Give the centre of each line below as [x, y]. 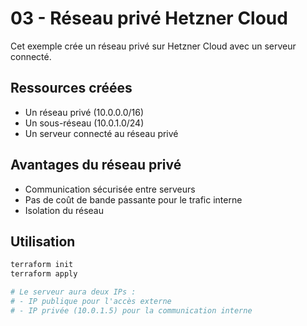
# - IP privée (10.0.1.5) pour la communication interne [131, 310]
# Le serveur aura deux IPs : [73, 292]
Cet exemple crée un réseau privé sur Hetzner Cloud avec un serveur [153, 46]
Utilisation [43, 241]
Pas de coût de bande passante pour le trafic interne [133, 199]
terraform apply [44, 274]
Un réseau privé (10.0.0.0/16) [84, 112]
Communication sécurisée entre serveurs [110, 189]
